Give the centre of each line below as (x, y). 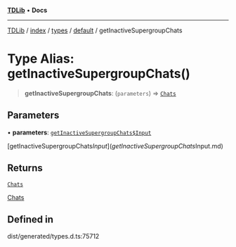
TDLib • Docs (27, 10)
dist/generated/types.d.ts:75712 (53, 236)
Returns (25, 168)
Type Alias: (41, 59)
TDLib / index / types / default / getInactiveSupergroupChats (95, 30)
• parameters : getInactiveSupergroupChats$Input (79, 132)
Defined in (31, 219)
